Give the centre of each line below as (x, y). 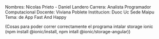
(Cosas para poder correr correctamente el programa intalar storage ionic (79, 26)
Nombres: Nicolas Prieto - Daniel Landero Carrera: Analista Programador (78, 7)
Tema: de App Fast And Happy (36, 17)
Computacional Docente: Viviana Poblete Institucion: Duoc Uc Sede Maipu (80, 12)
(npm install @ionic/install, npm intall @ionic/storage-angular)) (68, 32)
